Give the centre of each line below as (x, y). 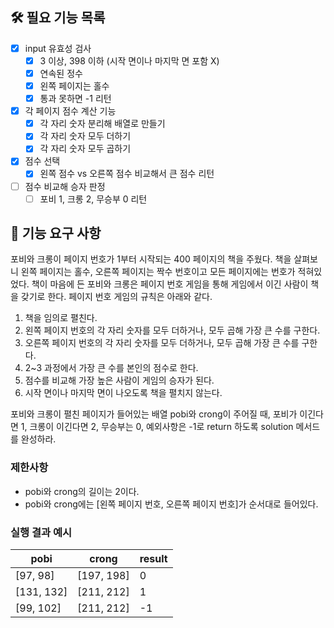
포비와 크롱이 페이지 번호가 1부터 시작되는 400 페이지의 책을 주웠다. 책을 (151, 259)
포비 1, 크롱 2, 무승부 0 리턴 (93, 199)
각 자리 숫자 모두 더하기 (85, 136)
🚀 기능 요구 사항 (56, 233)
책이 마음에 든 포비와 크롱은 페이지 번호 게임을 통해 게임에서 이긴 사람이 (170, 284)
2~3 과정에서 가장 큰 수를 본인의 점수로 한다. (111, 368)
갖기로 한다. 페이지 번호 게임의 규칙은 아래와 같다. (116, 297)
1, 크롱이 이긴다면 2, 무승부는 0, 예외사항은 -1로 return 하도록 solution (157, 427)
